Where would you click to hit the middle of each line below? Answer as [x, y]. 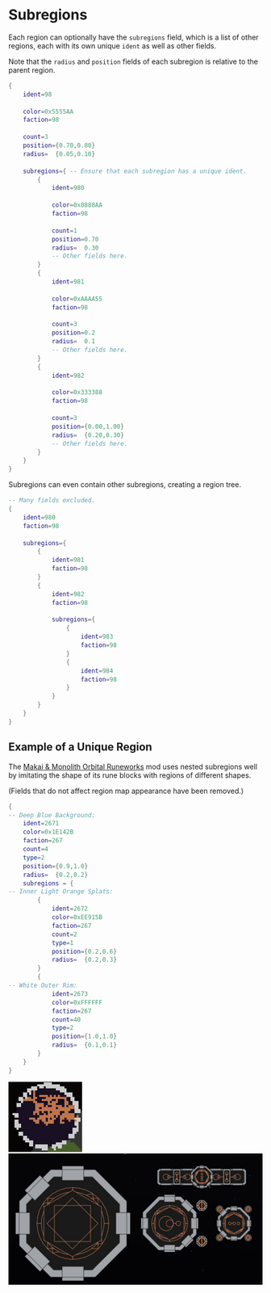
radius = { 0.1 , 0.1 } [84, 1045]
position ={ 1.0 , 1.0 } [84, 1037]
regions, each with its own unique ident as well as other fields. [113, 45]
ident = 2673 [70, 994]
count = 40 [66, 1019]
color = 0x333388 [77, 393]
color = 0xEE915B [77, 917]
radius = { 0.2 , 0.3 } [84, 960]
